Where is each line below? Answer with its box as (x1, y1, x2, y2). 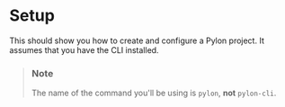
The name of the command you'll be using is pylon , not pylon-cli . (31, 87, 277, 99)
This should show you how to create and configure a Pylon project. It (9, 35, 265, 46)
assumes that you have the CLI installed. (9, 44, 159, 55)
